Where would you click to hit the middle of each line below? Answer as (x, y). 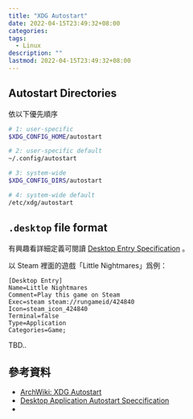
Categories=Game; (37, 330)
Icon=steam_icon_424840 (48, 309)
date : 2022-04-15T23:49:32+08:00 (64, 23)
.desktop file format (58, 228)
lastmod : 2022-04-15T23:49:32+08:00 (70, 61)
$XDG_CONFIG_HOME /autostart (55, 137)
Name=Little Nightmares (48, 288)
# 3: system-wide (37, 173)
